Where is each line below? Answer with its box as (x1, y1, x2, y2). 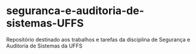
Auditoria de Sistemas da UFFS (6, 42, 83, 49)
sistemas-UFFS (6, 16, 84, 30)
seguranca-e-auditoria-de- (6, 4, 145, 18)
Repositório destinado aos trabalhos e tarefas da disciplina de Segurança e (6, 36, 191, 43)
